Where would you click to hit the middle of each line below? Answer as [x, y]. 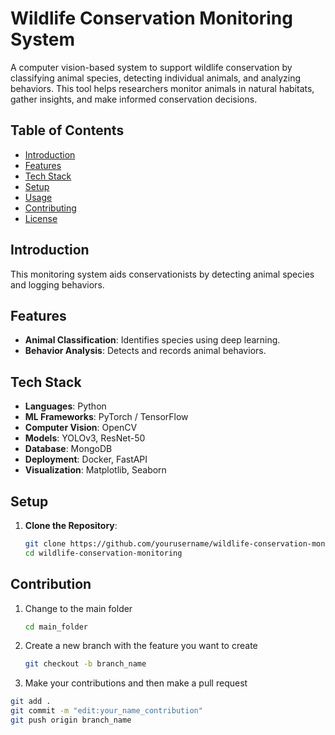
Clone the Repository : [71, 525]
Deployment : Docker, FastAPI [86, 459]
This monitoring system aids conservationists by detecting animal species [162, 274]
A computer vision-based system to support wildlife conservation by [151, 67]
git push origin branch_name [71, 720]
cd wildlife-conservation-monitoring [103, 553]
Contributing [50, 208]
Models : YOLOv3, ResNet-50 [85, 438]
